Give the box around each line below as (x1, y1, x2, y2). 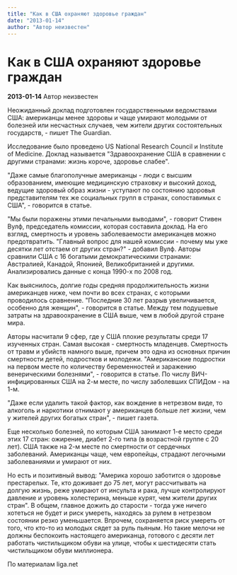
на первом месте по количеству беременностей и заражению (7, 362, 197, 371)
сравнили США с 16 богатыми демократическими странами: (7, 252, 192, 261)
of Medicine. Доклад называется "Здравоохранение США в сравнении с (7, 150, 226, 158)
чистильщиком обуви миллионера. (7, 546, 114, 555)
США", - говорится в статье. (7, 201, 92, 209)
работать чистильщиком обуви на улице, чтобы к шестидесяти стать (7, 539, 217, 547)
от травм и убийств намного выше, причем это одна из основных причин (7, 347, 231, 356)
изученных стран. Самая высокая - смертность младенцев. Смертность (7, 340, 229, 349)
